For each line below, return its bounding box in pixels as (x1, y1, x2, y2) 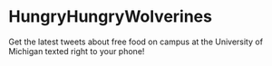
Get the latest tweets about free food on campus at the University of (8, 36, 264, 47)
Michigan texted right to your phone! (8, 45, 145, 56)
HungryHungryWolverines (8, 6, 212, 27)
